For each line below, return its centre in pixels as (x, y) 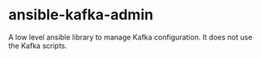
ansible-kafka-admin (81, 15)
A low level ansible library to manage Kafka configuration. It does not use (130, 37)
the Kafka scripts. (38, 45)
